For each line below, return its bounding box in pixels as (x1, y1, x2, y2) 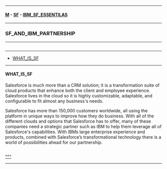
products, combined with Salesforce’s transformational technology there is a (5, 134, 162, 140)
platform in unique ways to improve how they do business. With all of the (5, 113, 154, 119)
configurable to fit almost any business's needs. (5, 98, 103, 104)
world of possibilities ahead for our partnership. (5, 139, 103, 145)
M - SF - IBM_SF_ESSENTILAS (5, 11, 68, 17)
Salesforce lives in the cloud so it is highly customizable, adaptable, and (5, 92, 153, 98)
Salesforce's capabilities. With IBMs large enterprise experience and (5, 129, 145, 135)
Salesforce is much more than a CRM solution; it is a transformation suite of (5, 82, 160, 88)
